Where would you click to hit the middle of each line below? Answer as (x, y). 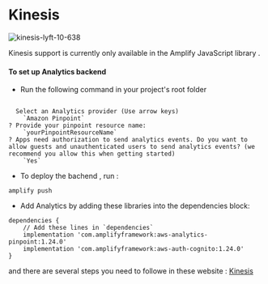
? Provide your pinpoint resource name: (78, 126)
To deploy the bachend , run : (69, 176)
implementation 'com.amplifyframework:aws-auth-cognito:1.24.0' (134, 249)
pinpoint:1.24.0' (38, 242)
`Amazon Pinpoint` (54, 119)
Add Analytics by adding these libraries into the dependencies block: (135, 206)
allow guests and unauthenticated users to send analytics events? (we (132, 147)
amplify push (30, 191)
